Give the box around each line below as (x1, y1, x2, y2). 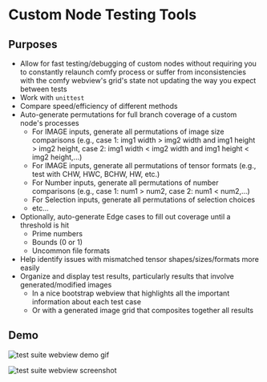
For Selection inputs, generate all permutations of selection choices (31, 195, 255, 204)
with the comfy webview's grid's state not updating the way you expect (19, 76, 257, 85)
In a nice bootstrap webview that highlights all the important (31, 288, 230, 298)
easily (19, 263, 40, 272)
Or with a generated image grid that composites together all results (31, 306, 254, 315)
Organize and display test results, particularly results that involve (19, 271, 234, 281)
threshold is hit (19, 220, 70, 230)
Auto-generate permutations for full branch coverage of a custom (19, 110, 237, 119)
